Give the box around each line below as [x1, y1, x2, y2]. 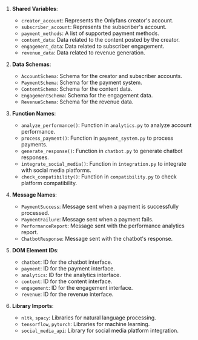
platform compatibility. [21, 180, 78, 186]
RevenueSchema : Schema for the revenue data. [21, 98, 134, 105]
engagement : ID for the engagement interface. [21, 284, 133, 291]
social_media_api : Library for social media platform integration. [21, 327, 179, 334]
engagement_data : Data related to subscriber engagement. [21, 42, 165, 50]
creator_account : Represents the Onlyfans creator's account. [21, 17, 174, 24]
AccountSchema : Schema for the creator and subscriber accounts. [21, 73, 183, 79]
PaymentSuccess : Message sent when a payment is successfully [21, 203, 179, 210]
